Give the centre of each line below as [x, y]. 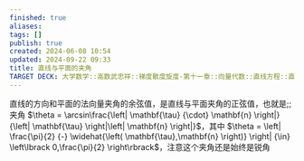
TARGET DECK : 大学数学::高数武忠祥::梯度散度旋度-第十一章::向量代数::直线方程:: [149, 77]
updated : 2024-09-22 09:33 [60, 60]
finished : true [38, 18]
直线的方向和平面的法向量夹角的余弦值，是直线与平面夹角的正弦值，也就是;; [151, 103]
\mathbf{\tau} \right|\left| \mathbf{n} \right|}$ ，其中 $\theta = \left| [157, 126]
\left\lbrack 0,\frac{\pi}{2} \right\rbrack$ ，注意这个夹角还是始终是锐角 [140, 147]
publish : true [36, 43]
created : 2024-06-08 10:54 [60, 52]
